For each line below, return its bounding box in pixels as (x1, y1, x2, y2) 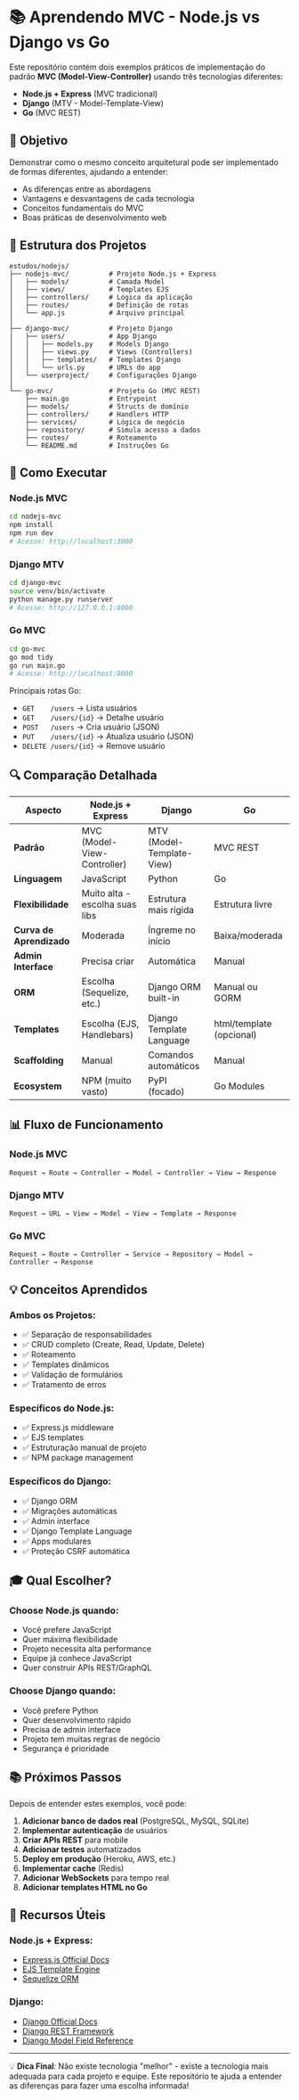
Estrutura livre (214, 898, 273, 910)
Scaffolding (13, 1054, 64, 1066)
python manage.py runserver (9, 595, 114, 604)
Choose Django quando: (9, 1684, 117, 1697)
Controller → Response (9, 1258, 93, 1267)
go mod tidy (9, 653, 53, 662)
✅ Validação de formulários (21, 1370, 123, 1380)
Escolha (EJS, (81, 1017, 140, 1030)
